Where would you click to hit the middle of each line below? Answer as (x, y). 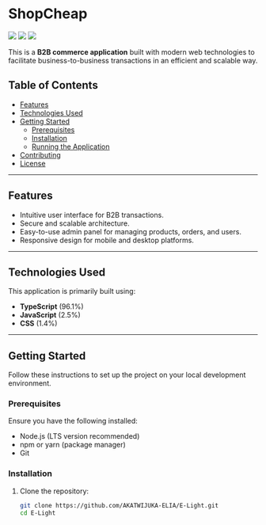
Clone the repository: (54, 491)
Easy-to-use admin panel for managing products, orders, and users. (130, 231)
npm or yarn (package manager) (73, 445)
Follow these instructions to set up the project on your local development (127, 375)
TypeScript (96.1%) (52, 306)
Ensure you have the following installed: (73, 421)
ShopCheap (48, 14)
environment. (30, 383)
